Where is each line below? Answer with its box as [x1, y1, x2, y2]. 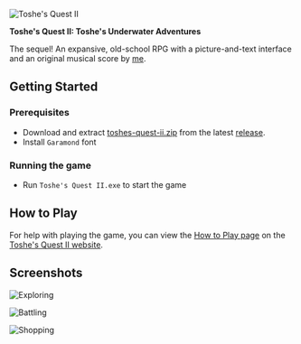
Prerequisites [9, 107, 70, 119]
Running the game [9, 159, 92, 172]
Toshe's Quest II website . [9, 239, 104, 250]
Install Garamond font [22, 136, 97, 147]
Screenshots [9, 265, 83, 281]
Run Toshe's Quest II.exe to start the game [22, 179, 187, 190]
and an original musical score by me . [9, 53, 146, 63]
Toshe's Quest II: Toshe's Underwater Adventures [9, 26, 202, 36]
